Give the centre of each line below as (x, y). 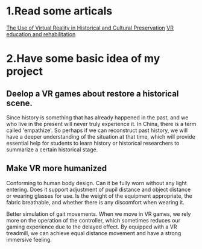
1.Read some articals (59, 11)
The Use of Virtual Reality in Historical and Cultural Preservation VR (90, 28)
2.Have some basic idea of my (83, 59)
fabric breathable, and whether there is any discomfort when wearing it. (96, 202)
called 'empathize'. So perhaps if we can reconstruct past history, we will (97, 130)
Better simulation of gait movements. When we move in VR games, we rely (99, 214)
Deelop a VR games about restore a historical (93, 94)
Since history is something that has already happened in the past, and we (97, 117)
